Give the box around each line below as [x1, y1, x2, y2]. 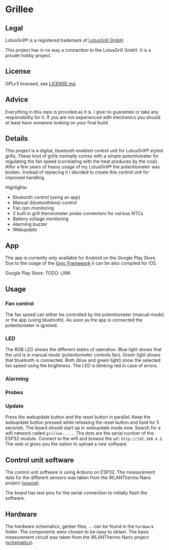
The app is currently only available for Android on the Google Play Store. [5, 255, 157, 261]
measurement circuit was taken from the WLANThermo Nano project [5, 534, 149, 540]
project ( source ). [5, 480, 41, 486]
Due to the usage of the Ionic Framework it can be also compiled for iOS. [5, 260, 157, 266]
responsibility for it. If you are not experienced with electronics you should [5, 114, 161, 120]
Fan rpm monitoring [12, 205, 54, 211]
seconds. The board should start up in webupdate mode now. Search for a [5, 425, 161, 431]
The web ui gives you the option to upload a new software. [5, 441, 128, 447]
